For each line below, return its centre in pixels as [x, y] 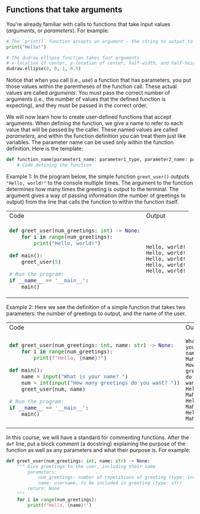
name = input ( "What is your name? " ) [75, 376]
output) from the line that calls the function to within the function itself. [93, 201]
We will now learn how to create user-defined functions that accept [89, 117]
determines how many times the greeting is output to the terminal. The [93, 189]
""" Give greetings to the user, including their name [86, 466]
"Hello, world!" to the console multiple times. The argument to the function [100, 183]
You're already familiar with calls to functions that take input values [88, 24]
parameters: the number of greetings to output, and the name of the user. [96, 313]
